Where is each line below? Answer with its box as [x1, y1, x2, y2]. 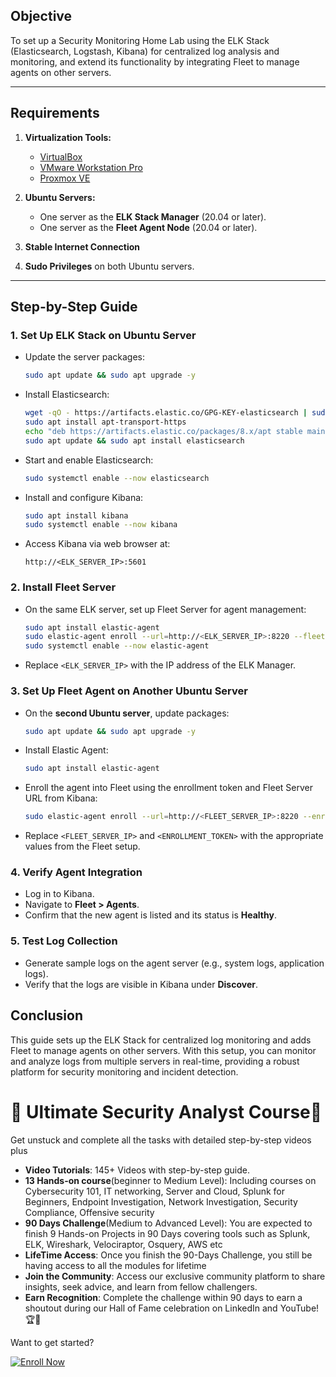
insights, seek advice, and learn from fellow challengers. [24, 1280, 258, 1293]
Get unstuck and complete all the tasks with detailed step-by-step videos [10, 1134, 312, 1146]
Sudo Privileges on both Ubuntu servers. [24, 260, 195, 272]
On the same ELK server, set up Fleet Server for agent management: [24, 603, 307, 615]
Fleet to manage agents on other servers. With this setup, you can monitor [10, 1044, 317, 1056]
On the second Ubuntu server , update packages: [24, 707, 230, 719]
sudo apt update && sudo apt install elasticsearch [24, 435, 245, 446]
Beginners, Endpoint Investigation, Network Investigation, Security [24, 1195, 298, 1208]
